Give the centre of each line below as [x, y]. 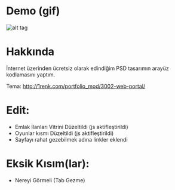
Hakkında [30, 52]
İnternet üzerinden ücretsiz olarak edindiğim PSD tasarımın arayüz [87, 68]
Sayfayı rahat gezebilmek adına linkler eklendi [71, 139]
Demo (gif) [33, 11]
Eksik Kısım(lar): [48, 164]
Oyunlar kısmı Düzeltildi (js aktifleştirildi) [64, 133]
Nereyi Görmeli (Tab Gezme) [50, 180]
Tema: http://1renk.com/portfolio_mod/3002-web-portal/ [76, 86]
